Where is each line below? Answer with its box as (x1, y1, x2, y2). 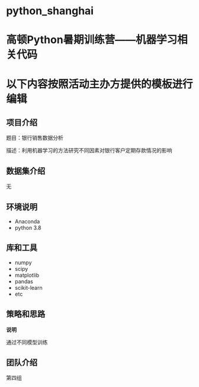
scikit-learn (14, 284, 43, 291)
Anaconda (14, 218, 40, 225)
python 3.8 (14, 224, 41, 231)
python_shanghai (6, 4, 94, 18)
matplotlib (14, 271, 40, 279)
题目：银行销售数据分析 (6, 135, 63, 142)
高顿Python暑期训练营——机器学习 (6, 33, 178, 47)
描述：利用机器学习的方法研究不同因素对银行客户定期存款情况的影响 (6, 147, 172, 154)
